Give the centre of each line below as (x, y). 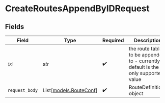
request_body (23, 90)
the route (139, 49)
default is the (144, 67)
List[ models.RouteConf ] (70, 90)
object (136, 93)
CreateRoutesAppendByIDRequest (77, 9)
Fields (15, 27)
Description (148, 40)
